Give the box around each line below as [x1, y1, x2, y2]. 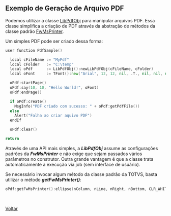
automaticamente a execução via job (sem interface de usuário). [5, 161, 140, 167]
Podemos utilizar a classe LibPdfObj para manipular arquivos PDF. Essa [5, 17, 155, 23]
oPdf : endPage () [10, 90, 42, 95]
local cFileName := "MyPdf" [10, 57, 70, 62]
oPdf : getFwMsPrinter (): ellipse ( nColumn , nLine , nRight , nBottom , [5, 186, 147, 192]
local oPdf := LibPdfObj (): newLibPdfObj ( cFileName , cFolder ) [10, 66, 154, 71]
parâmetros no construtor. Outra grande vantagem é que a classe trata [5, 156, 154, 162]
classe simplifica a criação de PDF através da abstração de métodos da [5, 23, 156, 29]
